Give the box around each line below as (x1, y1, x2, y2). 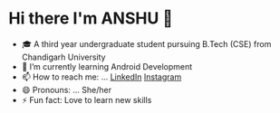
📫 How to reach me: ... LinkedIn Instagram (21, 71, 182, 82)
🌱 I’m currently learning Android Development (21, 61, 193, 71)
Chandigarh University (21, 52, 106, 62)
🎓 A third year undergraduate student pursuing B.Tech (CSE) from (21, 38, 272, 49)
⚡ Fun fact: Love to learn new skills (21, 94, 152, 105)
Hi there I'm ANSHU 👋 (8, 8, 174, 29)
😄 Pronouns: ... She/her (21, 84, 112, 95)
